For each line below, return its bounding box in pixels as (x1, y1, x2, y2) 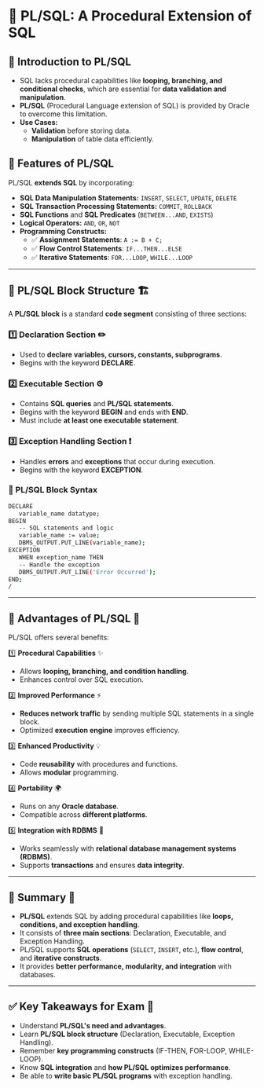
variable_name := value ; (18, 532, 101, 540)
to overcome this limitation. (19, 109, 108, 119)
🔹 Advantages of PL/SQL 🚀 (8, 612, 141, 625)
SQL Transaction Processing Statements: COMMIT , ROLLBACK (19, 201, 213, 211)
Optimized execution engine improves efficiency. (19, 726, 180, 735)
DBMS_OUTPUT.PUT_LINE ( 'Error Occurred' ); (18, 568, 156, 576)
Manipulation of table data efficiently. (31, 134, 155, 144)
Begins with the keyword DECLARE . (19, 357, 136, 368)
